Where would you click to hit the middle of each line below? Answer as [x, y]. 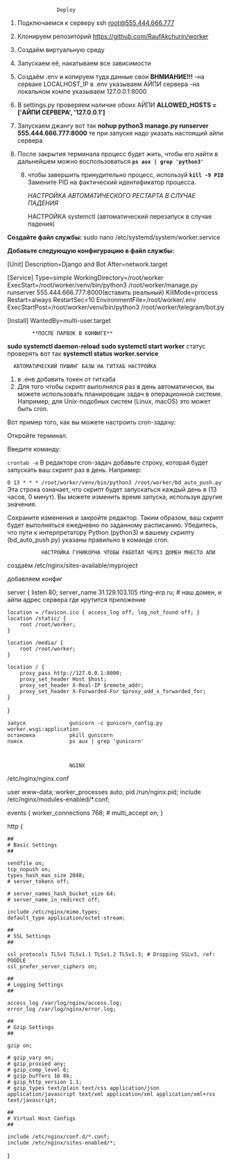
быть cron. [33, 409]
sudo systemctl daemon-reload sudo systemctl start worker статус [106, 346]
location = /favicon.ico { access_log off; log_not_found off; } [103, 613]
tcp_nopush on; [29, 869]
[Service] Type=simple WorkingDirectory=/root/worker [86, 277]
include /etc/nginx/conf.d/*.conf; [59, 1137]
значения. [22, 504]
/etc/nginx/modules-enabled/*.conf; [59, 799]
